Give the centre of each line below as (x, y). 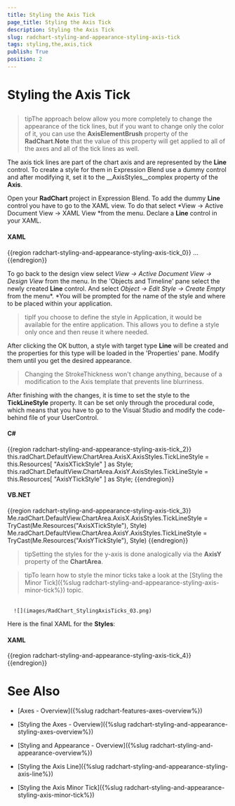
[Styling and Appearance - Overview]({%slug (83, 746)
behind (18, 417)
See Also (34, 691)
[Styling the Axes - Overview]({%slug (72, 725)
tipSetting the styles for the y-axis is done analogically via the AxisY (123, 554)
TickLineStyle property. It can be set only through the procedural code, (111, 402)
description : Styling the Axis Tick (61, 29)
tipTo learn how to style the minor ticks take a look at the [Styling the (123, 575)
